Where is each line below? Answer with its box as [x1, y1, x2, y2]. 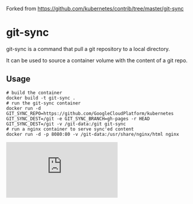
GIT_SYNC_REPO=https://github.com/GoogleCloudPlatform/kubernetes [6, 110, 174, 116]
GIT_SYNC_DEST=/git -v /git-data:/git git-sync [6, 121, 126, 127]
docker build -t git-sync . [6, 95, 76, 101]
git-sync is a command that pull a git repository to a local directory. [6, 45, 170, 52]
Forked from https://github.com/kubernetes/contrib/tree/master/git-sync [6, 5, 184, 12]
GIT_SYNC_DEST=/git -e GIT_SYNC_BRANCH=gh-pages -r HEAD [6, 116, 150, 122]
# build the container [6, 90, 62, 95]
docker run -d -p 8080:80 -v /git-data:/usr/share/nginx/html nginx [6, 131, 179, 137]
